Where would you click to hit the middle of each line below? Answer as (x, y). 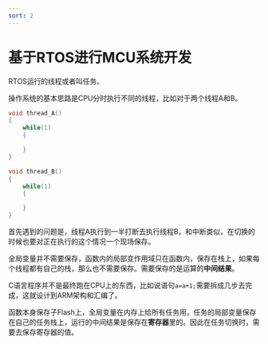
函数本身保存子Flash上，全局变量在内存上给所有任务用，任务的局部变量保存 (132, 312)
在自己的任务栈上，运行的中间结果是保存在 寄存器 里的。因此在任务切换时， (130, 322)
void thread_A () (35, 113)
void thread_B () (35, 171)
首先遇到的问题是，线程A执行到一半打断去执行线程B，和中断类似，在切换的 (132, 232)
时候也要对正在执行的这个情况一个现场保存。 (82, 242)
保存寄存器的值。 (50, 332)
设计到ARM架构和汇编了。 (79, 295)
